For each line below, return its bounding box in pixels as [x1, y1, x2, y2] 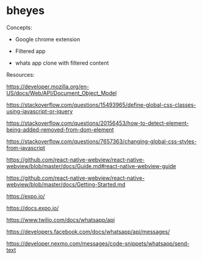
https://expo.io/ [6, 193, 45, 200]
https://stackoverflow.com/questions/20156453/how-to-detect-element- [6, 119, 189, 127]
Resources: [6, 71, 35, 78]
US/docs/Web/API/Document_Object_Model [6, 89, 117, 96]
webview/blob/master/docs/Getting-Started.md [6, 180, 126, 188]
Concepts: [6, 24, 32, 31]
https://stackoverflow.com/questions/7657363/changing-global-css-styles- [6, 138, 197, 145]
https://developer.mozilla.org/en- [6, 83, 90, 90]
